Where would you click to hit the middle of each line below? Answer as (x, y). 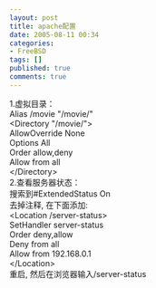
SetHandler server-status (57, 225)
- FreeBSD (28, 52)
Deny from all (34, 244)
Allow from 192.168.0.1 (50, 254)
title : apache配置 (43, 26)
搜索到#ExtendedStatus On (60, 193)
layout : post (34, 18)
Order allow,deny (41, 152)
